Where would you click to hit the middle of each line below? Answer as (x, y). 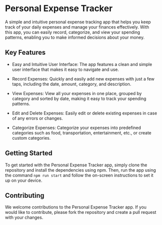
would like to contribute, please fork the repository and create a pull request (81, 212)
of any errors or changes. (37, 118)
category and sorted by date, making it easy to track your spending (79, 98)
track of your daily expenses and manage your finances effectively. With (77, 27)
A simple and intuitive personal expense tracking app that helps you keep (78, 22)
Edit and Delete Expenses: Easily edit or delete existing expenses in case (84, 113)
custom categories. (31, 138)
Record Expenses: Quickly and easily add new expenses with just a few (83, 79)
